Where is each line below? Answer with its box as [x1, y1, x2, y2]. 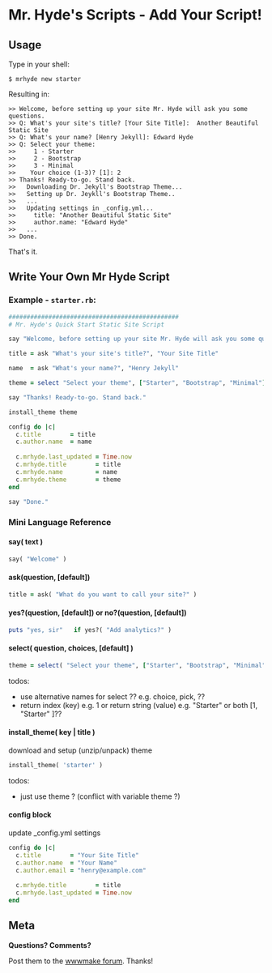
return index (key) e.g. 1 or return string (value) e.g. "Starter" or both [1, [19, 700, 258, 710]
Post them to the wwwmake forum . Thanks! [8, 956, 154, 966]
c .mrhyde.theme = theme [15, 476, 121, 484]
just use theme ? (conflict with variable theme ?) [19, 792, 181, 801]
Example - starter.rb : [8, 294, 96, 305]
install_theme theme [8, 408, 79, 416]
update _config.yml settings [8, 828, 101, 838]
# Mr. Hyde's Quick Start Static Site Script [8, 320, 164, 329]
